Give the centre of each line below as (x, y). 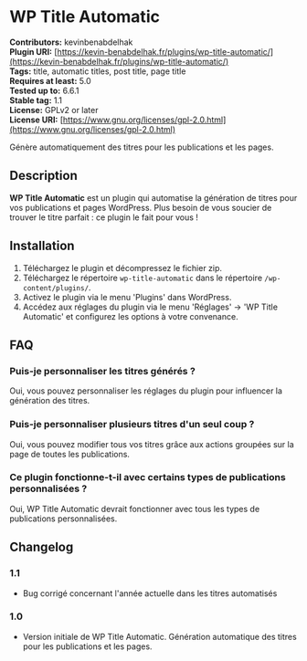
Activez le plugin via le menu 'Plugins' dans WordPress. (127, 297)
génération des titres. (50, 401)
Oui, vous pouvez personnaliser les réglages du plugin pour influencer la (146, 391)
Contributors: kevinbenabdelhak (71, 42)
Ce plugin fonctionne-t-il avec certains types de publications (148, 477)
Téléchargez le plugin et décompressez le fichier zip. (122, 268)
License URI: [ (37, 120)
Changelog (42, 547)
